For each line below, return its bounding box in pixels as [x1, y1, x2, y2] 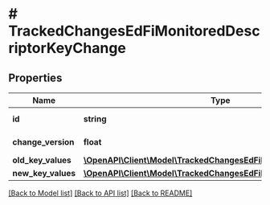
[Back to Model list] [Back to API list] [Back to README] [8, 188, 193, 198]
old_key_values [12, 154, 72, 166]
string [83, 113, 107, 125]
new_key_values [12, 168, 76, 178]
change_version [12, 137, 75, 147]
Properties [8, 71, 63, 84]
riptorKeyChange [8, 39, 127, 57]
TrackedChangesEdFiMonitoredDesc [8, 22, 260, 40]
